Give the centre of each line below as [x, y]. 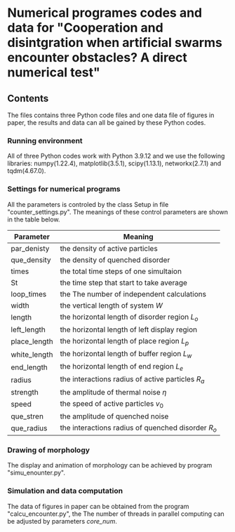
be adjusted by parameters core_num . [62, 521]
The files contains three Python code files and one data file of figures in [111, 115]
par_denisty [30, 248]
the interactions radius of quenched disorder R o [139, 428]
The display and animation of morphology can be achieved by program [110, 465]
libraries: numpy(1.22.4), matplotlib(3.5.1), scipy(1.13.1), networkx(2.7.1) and [114, 163]
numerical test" [54, 73]
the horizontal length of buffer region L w [126, 354]
